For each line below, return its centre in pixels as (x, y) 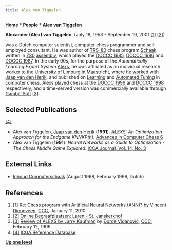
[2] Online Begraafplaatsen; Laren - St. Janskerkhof (67, 216)
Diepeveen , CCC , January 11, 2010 (49, 211)
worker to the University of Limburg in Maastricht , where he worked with (82, 72)
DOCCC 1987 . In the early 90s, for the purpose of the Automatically (77, 61)
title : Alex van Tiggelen (33, 10)
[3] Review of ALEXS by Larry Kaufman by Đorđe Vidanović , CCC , (82, 221)
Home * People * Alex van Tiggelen (44, 25)
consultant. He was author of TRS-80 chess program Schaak (92, 50)
